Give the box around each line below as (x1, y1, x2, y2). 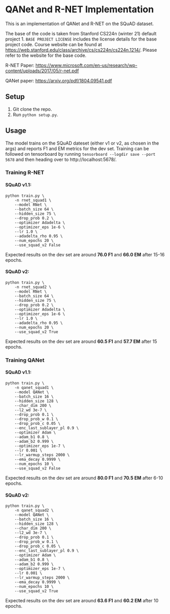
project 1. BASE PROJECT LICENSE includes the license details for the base (5, 36, 157, 42)
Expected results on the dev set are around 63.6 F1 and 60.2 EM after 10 (5, 598, 159, 604)
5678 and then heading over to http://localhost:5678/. (5, 156, 117, 162)
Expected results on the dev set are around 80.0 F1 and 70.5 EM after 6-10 (5, 475, 163, 481)
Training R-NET (5, 169, 45, 176)
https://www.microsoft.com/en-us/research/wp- (35, 62, 138, 68)
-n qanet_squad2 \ (14, 508, 54, 513)
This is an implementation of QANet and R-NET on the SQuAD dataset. (5, 21, 154, 27)
